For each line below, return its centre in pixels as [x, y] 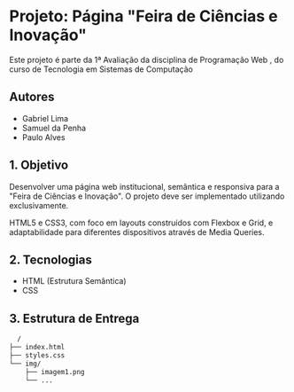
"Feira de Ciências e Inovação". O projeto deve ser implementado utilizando [147, 196]
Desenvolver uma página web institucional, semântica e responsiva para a [144, 186]
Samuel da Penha [54, 128]
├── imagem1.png [55, 372]
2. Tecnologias [51, 259]
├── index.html [37, 348]
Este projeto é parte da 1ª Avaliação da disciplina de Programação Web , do [147, 59]
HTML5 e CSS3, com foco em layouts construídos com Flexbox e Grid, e [141, 223]
